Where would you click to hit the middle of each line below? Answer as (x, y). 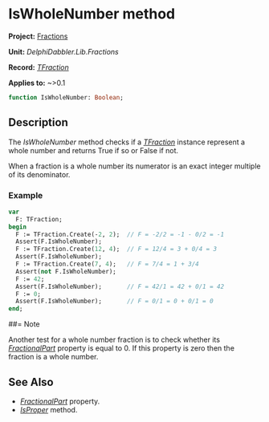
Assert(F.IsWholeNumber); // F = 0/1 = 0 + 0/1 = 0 (115, 302)
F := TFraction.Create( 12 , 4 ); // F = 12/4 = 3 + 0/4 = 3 (116, 250)
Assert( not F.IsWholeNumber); (66, 271)
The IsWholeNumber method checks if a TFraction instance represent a (127, 142)
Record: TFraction (39, 67)
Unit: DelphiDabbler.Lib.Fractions (63, 51)
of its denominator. (39, 174)
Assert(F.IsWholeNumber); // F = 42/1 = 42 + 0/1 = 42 (120, 286)
